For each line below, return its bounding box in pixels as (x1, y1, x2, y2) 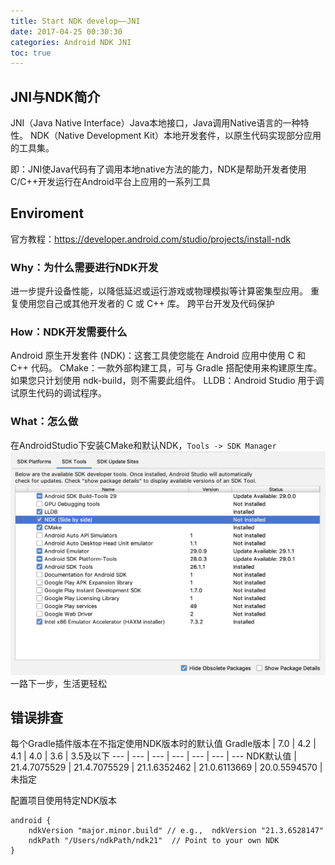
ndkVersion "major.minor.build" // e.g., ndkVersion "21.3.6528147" (28, 826, 325, 836)
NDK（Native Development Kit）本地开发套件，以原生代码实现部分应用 (29, 130, 322, 142)
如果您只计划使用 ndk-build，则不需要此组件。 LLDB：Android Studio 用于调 (10, 375, 325, 387)
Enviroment (10, 205, 85, 222)
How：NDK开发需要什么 (10, 325, 128, 339)
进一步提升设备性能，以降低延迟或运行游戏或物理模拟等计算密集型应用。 (10, 285, 308, 297)
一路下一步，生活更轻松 (10, 677, 107, 689)
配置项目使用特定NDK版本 (10, 795, 118, 807)
